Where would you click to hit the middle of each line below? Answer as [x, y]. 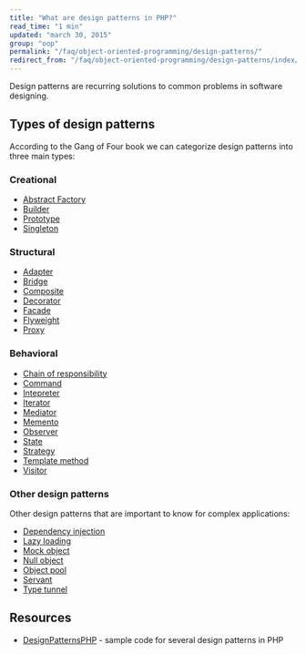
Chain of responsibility [65, 373]
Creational [33, 179]
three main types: [42, 156]
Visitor [35, 470]
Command [42, 383]
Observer [41, 431]
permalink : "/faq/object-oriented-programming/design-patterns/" [136, 52]
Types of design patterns [82, 124]
